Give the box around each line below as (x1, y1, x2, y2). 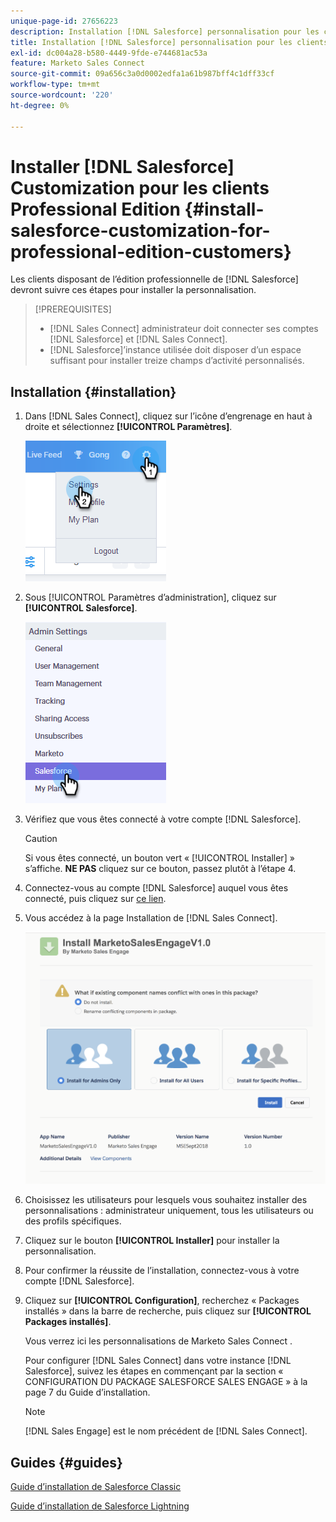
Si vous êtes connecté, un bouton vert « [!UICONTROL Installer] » (24, 852, 295, 864)
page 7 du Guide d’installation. (24, 1386, 151, 1399)
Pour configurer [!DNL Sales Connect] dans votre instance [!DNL (24, 1355, 292, 1367)
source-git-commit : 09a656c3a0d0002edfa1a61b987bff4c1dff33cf (10, 69, 275, 79)
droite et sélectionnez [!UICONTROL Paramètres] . (24, 421, 233, 433)
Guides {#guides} (10, 1454, 123, 1471)
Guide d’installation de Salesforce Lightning (10, 1500, 190, 1512)
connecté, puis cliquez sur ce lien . (24, 893, 167, 905)
